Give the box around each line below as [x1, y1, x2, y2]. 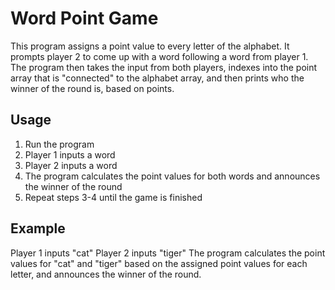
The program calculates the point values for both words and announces [24, 170, 321, 182]
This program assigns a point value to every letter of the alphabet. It [10, 40, 290, 52]
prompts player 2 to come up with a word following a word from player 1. [10, 50, 309, 62]
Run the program [24, 138, 95, 150]
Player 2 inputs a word [24, 159, 118, 171]
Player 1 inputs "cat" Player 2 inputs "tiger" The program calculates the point [10, 247, 326, 259]
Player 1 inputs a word [24, 148, 116, 161]
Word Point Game [10, 7, 159, 30]
